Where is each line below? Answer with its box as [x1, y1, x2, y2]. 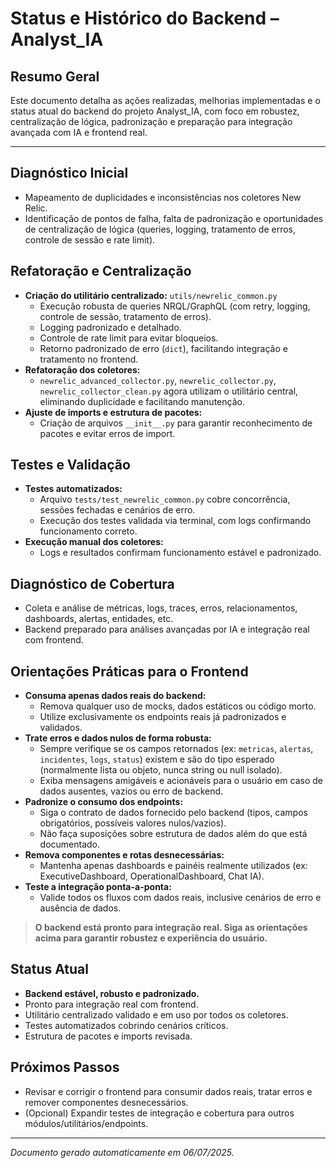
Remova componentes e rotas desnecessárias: [24, 849, 225, 861]
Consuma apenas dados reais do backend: [24, 690, 207, 702]
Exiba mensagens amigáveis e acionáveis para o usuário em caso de [39, 775, 323, 787]
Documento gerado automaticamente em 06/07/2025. [10, 1146, 235, 1158]
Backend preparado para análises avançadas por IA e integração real [24, 623, 310, 636]
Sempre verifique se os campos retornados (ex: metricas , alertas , [39, 743, 314, 755]
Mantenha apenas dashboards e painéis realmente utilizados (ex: [39, 860, 308, 872]
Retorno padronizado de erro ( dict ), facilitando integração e [39, 342, 288, 354]
